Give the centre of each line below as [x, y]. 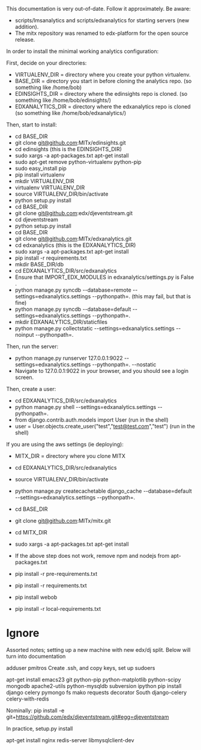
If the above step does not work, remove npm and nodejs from [92, 556]
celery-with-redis [28, 699]
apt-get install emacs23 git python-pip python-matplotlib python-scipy [94, 680]
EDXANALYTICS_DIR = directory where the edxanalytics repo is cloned [103, 107]
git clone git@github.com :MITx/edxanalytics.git [73, 239]
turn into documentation [36, 656]
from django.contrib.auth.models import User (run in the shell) [92, 420]
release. [25, 39]
